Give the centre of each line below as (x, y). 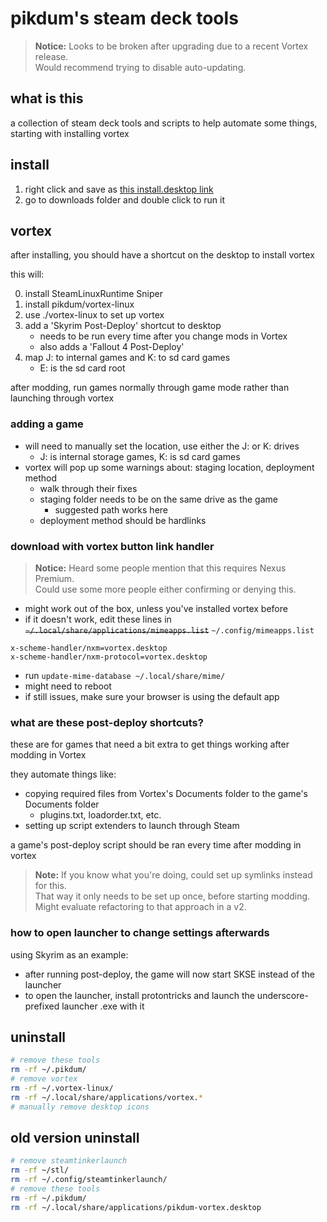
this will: (27, 274)
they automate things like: (63, 774)
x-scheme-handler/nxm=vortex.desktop (89, 648)
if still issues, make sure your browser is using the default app (152, 696)
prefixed (42, 1006)
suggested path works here (111, 509)
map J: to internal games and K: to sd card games (127, 358)
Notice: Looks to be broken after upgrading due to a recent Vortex (171, 46)
